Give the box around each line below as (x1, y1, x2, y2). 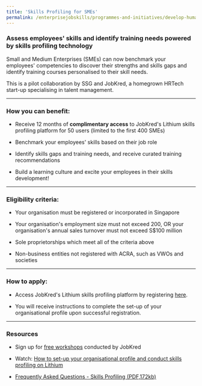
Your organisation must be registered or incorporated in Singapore (14, 209, 180, 216)
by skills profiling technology (6, 41, 93, 50)
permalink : (6, 14, 34, 20)
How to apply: (6, 277, 48, 286)
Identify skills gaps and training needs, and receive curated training (14, 150, 182, 158)
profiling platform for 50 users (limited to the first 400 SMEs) (14, 127, 165, 134)
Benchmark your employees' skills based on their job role (14, 139, 158, 146)
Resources (6, 329, 38, 338)
